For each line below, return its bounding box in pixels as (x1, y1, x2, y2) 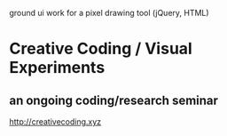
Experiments (9, 58, 106, 78)
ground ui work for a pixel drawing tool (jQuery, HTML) (9, 8, 210, 18)
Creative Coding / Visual (9, 39, 192, 59)
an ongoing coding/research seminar (9, 92, 219, 108)
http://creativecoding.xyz (9, 116, 102, 127)
